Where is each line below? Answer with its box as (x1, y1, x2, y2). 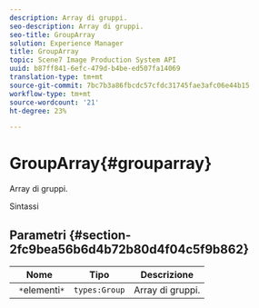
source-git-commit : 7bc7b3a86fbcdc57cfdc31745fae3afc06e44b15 (9, 81, 250, 90)
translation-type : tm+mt (9, 73, 104, 82)
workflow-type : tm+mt (9, 89, 92, 98)
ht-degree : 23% (9, 106, 67, 115)
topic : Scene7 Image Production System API (9, 55, 177, 65)
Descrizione (140, 269, 194, 281)
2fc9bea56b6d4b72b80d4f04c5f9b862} (9, 242, 250, 257)
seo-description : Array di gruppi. (9, 22, 144, 31)
